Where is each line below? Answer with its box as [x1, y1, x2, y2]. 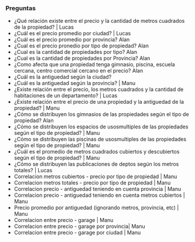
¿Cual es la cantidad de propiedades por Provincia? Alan [13, 54, 150, 62]
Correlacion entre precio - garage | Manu [13, 217, 114, 224]
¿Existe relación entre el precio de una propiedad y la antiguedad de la [13, 98, 184, 105]
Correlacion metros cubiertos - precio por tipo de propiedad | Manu [13, 173, 177, 180]
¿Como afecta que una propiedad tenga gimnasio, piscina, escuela [13, 61, 175, 68]
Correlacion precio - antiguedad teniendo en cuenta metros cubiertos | [13, 192, 185, 199]
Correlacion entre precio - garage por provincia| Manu [13, 223, 145, 230]
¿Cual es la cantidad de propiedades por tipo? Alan [13, 49, 138, 56]
